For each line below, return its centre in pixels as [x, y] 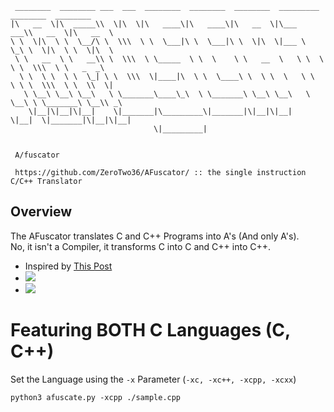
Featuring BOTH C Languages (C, [150, 330]
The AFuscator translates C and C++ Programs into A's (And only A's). [155, 236]
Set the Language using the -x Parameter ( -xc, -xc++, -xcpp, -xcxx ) [153, 379]
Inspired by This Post [68, 266]
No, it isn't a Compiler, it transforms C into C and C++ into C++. [141, 246]
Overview [41, 212]
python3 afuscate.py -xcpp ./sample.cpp [96, 397]
